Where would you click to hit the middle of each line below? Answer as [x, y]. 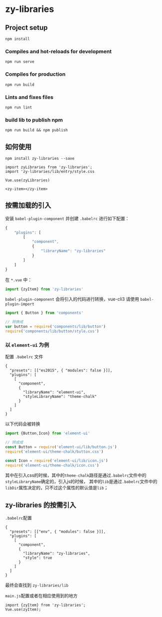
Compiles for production [35, 74]
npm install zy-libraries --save [40, 158]
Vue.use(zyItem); [23, 610]
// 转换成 [14, 322]
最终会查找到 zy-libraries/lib [37, 585]
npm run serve [20, 62]
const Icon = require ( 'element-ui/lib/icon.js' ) [57, 461]
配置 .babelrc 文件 [24, 357]
